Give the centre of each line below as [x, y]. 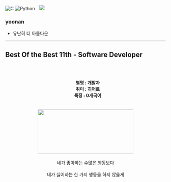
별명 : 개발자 [88, 83]
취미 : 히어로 [88, 89]
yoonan [15, 21]
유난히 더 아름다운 [30, 34]
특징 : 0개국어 [88, 96]
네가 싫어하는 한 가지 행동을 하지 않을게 [85, 175]
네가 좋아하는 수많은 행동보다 [85, 163]
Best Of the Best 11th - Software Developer [74, 54]
